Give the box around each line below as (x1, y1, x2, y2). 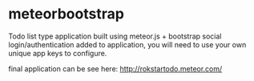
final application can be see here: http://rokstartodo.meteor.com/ (8, 63, 223, 73)
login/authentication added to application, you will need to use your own (8, 39, 247, 49)
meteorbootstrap (8, 5, 124, 23)
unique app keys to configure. (8, 48, 107, 58)
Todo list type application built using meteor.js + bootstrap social (8, 31, 222, 41)
